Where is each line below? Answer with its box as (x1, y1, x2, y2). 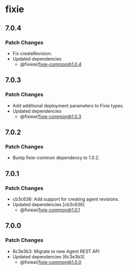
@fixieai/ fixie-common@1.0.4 (20, 61, 82, 67)
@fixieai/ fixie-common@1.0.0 (20, 259, 82, 265)
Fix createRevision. (12, 50, 52, 56)
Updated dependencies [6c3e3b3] (12, 253, 85, 259)
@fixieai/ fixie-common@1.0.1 (20, 207, 81, 213)
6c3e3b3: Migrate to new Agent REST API (12, 248, 100, 254)
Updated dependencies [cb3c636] (12, 201, 85, 207)
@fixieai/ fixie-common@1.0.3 (20, 113, 82, 120)
